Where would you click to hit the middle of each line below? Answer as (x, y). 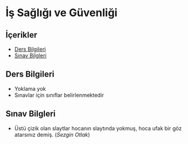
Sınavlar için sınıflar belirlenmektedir (59, 95)
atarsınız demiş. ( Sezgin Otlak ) (52, 134)
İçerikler (22, 35)
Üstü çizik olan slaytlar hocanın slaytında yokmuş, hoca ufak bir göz (98, 128)
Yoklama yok (30, 88)
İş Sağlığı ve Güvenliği (62, 13)
